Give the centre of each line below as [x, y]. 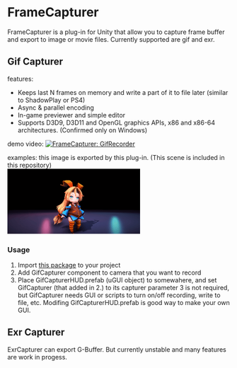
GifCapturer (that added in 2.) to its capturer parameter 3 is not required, [123, 288]
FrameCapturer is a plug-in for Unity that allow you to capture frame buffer [116, 32]
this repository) [29, 165]
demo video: [25, 144]
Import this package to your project [69, 265]
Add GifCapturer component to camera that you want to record [109, 272]
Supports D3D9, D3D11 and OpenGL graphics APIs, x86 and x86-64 [116, 122]
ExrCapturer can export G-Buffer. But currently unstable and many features [117, 349]
